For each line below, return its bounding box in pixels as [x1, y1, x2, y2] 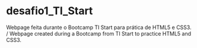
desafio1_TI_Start [6, 4, 93, 18]
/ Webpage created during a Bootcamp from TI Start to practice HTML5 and [6, 30, 192, 37]
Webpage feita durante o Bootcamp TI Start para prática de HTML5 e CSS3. [6, 24, 192, 31]
